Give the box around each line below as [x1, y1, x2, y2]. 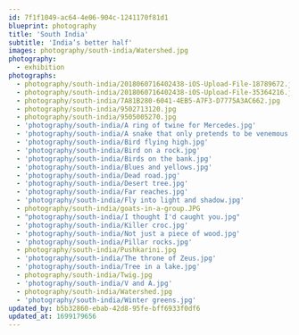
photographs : [8, 71, 57, 80]
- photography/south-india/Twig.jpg [16, 271, 153, 280]
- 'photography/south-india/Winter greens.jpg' [16, 296, 197, 305]
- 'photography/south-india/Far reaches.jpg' [16, 188, 189, 197]
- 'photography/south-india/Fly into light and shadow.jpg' [16, 196, 245, 205]
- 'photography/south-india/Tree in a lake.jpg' [16, 263, 201, 272]
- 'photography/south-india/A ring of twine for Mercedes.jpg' [16, 121, 256, 130]
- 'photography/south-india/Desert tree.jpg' [16, 180, 189, 188]
